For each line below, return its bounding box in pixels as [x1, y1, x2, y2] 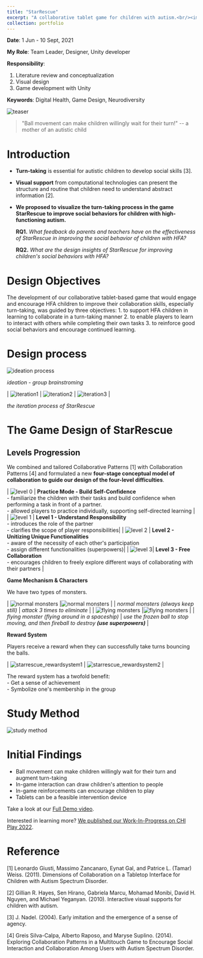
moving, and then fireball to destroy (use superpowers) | [7, 620, 149, 627]
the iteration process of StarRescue [7, 403, 95, 410]
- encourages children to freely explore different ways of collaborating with [7, 558, 193, 566]
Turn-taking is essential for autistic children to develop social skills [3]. [15, 167, 192, 175]
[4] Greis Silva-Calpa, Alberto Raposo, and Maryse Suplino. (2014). [7, 932, 173, 939]
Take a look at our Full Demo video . [7, 805, 95, 813]
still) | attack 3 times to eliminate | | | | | [7, 607, 195, 614]
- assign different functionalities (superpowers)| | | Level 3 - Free [7, 546, 190, 553]
